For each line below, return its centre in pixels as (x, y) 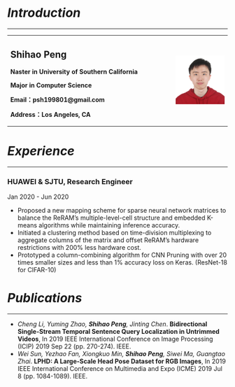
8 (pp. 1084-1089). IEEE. (52, 377)
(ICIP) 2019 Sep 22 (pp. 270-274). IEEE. (74, 346)
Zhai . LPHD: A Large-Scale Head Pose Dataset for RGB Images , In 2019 (121, 361)
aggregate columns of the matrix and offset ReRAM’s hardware (108, 240)
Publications (45, 298)
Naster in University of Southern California (74, 71)
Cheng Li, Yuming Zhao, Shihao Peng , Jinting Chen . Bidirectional (112, 324)
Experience (41, 151)
